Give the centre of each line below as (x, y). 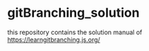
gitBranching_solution (73, 13)
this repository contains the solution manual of (75, 32)
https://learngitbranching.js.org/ (54, 39)
